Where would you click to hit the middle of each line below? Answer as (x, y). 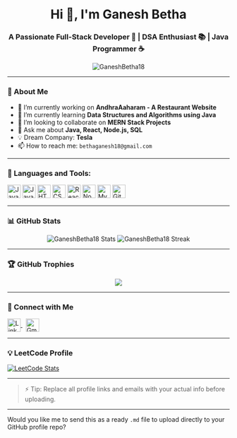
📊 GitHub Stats (34, 221)
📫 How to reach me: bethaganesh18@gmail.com (85, 146)
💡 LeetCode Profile (40, 353)
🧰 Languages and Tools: (49, 173)
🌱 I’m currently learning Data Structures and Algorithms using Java (117, 114)
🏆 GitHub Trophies (41, 264)
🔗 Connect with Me (41, 307)
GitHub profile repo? (37, 427)
